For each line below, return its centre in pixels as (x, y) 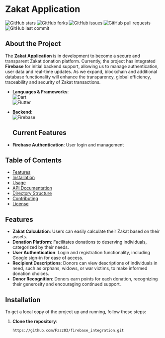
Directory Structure (32, 193)
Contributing (25, 199)
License (20, 204)
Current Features (40, 133)
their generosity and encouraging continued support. (67, 284)
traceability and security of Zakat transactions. (53, 82)
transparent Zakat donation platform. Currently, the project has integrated (80, 61)
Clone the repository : (35, 321)
